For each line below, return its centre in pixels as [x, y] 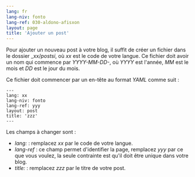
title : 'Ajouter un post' [37, 33]
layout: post [22, 111]
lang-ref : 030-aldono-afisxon [43, 22]
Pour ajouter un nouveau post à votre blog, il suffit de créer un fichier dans [96, 50]
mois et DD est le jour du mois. [43, 68]
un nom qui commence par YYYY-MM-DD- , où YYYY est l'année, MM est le [97, 63]
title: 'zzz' [22, 116]
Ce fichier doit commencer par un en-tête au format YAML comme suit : [93, 80]
